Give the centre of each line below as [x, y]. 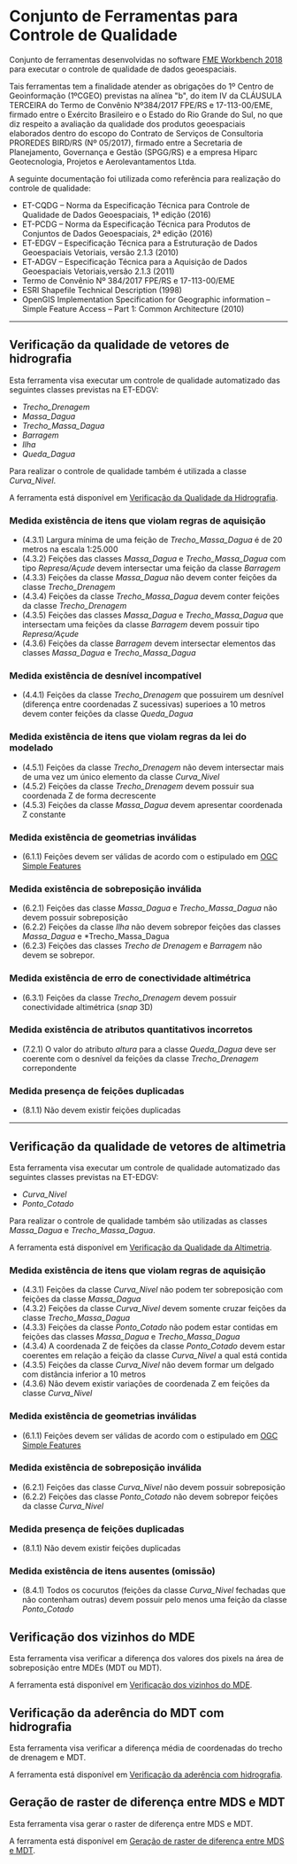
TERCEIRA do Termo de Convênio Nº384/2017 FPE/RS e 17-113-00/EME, [141, 105]
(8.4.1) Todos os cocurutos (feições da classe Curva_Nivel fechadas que [153, 1590]
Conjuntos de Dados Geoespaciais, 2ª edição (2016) [118, 233]
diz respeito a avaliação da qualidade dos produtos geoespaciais [127, 124]
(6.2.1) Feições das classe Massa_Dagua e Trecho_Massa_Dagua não [149, 908]
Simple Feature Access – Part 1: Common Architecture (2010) [133, 308]
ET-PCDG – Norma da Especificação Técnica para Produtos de [136, 224]
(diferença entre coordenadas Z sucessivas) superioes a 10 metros [144, 704]
